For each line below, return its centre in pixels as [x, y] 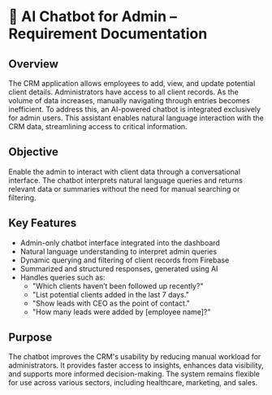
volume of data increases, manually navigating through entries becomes [129, 100]
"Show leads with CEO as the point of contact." [111, 303]
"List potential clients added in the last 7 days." [110, 294]
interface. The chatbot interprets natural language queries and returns [126, 180]
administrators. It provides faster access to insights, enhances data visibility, [136, 366]
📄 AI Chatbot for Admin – [93, 17]
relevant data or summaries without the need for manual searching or [124, 189]
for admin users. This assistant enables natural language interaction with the [136, 118]
